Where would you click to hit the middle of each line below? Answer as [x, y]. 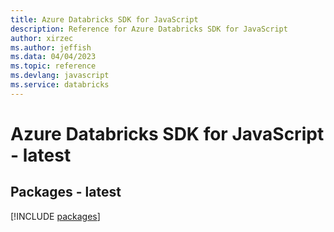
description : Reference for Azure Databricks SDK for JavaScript [149, 29]
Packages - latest [66, 192]
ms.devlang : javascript [60, 76]
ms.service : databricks [60, 85]
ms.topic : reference [53, 66]
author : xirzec [42, 38]
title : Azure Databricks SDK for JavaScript [104, 19]
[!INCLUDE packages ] [55, 216]
